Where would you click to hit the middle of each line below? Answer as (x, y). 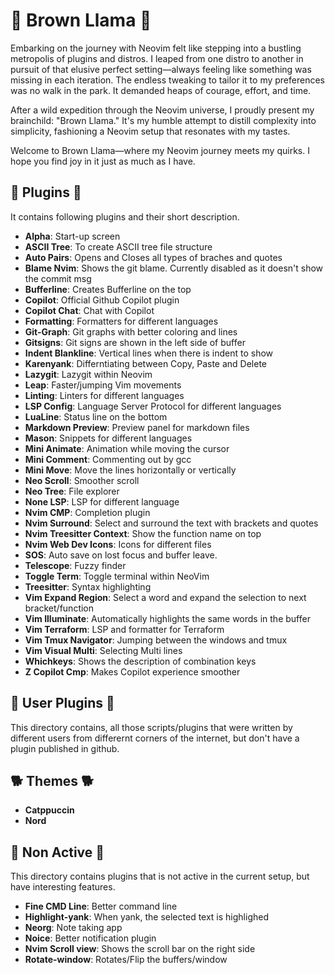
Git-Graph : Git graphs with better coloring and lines (131, 331)
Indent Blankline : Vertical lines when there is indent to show (149, 353)
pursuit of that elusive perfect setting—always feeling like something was (161, 69)
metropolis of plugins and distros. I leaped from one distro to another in (157, 58)
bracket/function (59, 608)
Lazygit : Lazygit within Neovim (88, 374)
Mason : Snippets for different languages (108, 438)
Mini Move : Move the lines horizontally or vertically (130, 470)
